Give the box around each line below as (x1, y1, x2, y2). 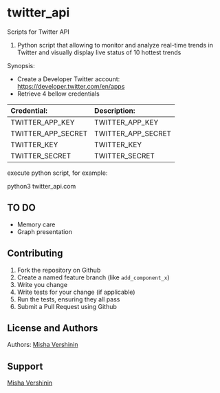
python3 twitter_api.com (7, 182, 76, 190)
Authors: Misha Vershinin (7, 341, 78, 349)
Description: (93, 105, 135, 115)
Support (7, 360, 43, 372)
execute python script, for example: (7, 169, 108, 177)
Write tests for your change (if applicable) (16, 288, 135, 296)
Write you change (16, 280, 67, 288)
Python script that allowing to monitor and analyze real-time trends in (16, 41, 213, 49)
